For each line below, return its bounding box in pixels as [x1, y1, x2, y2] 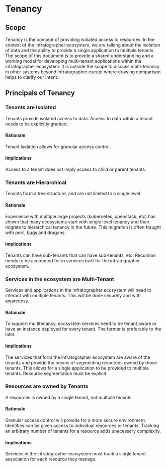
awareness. [5, 298, 29, 304]
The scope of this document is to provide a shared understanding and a [5, 53, 154, 59]
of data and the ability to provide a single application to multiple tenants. [5, 48, 155, 53]
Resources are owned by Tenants [5, 383, 89, 390]
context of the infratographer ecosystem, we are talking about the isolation [5, 42, 160, 48]
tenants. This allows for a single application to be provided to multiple [5, 365, 149, 371]
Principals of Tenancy [5, 89, 75, 98]
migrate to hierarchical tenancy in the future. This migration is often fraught [5, 224, 161, 230]
